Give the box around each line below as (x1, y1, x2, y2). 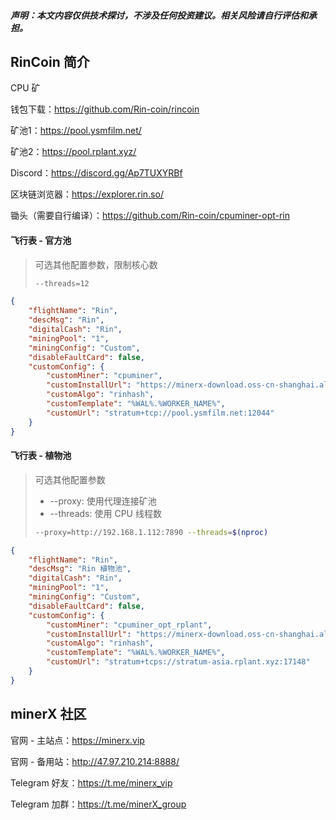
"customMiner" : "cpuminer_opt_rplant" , (46, 620, 213, 630)
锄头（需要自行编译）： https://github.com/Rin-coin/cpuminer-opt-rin (10, 210, 291, 222)
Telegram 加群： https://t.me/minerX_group (10, 798, 187, 810)
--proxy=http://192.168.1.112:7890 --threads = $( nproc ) (34, 527, 269, 537)
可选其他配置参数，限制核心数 (34, 258, 158, 270)
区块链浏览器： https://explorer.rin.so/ (10, 188, 164, 200)
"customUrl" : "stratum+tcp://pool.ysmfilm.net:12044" (46, 408, 275, 418)
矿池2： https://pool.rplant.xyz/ (10, 146, 137, 158)
